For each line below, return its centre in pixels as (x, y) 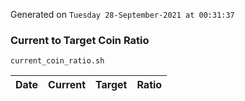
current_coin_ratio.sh (57, 61)
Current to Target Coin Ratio (80, 40)
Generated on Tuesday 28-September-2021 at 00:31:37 (122, 14)
